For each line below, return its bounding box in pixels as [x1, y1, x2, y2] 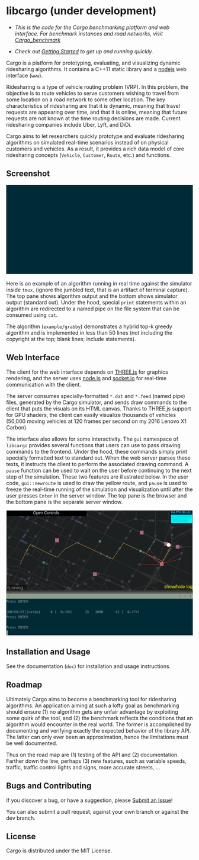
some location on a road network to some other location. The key [6, 96, 166, 103]
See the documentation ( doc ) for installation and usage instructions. [6, 662, 171, 670]
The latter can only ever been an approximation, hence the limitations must [6, 733, 189, 740]
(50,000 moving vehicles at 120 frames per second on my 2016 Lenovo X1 [6, 418, 187, 425]
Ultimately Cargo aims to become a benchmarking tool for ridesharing [6, 695, 176, 702]
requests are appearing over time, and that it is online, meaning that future [6, 108, 188, 115]
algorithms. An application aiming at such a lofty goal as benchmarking [6, 702, 179, 709]
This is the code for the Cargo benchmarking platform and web [14, 24, 170, 31]
